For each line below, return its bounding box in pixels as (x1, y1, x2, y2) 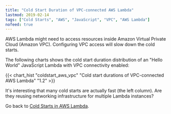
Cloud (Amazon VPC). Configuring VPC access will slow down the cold (5, 42, 155, 48)
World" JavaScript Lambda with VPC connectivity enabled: (5, 62, 130, 68)
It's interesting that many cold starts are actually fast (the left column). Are (5, 88, 162, 94)
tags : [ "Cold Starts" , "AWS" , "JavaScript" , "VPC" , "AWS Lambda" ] (5, 17, 150, 22)
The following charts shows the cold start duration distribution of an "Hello (5, 57, 163, 63)
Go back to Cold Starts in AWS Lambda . (5, 103, 90, 109)
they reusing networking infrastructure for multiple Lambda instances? (5, 93, 154, 99)
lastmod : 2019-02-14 (5, 12, 50, 17)
